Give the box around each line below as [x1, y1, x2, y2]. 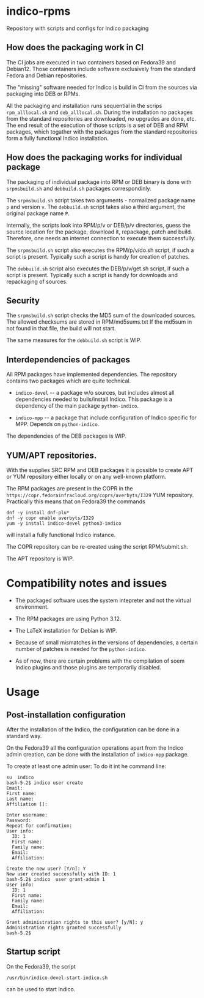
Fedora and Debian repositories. [6, 72, 87, 79]
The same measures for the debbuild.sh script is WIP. [6, 337, 142, 344]
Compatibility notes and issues [6, 576, 167, 590]
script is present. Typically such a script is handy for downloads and [6, 271, 178, 278]
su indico [6, 774, 34, 780]
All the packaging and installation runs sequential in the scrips [6, 102, 162, 109]
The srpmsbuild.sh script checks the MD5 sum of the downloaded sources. [6, 311, 196, 319]
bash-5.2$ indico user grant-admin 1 [6, 876, 105, 882]
